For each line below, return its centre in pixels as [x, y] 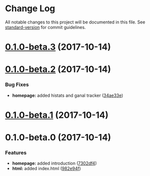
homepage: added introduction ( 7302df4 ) [54, 163]
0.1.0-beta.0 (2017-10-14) [58, 137]
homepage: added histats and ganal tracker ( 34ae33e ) [68, 95]
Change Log [30, 9]
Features [16, 153]
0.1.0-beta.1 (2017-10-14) [57, 115]
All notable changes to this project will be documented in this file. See [75, 22]
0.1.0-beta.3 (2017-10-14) [58, 47]
